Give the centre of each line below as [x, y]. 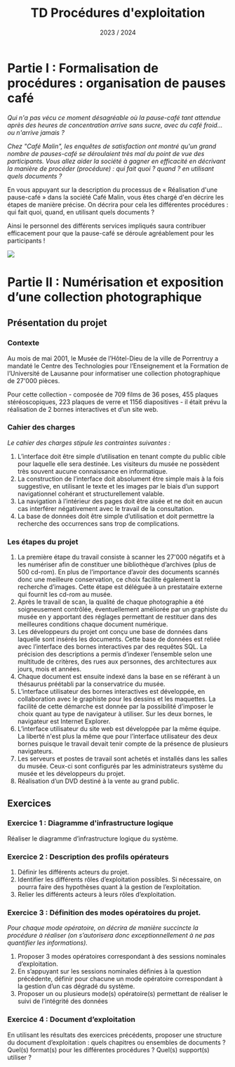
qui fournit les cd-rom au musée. [65, 595]
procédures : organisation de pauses [116, 83]
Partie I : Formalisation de [83, 68]
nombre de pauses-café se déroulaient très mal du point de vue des [106, 153]
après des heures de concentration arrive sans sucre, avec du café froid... [115, 125]
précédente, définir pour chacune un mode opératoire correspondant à [120, 979]
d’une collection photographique [105, 297]
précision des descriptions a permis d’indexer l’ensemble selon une [115, 654]
